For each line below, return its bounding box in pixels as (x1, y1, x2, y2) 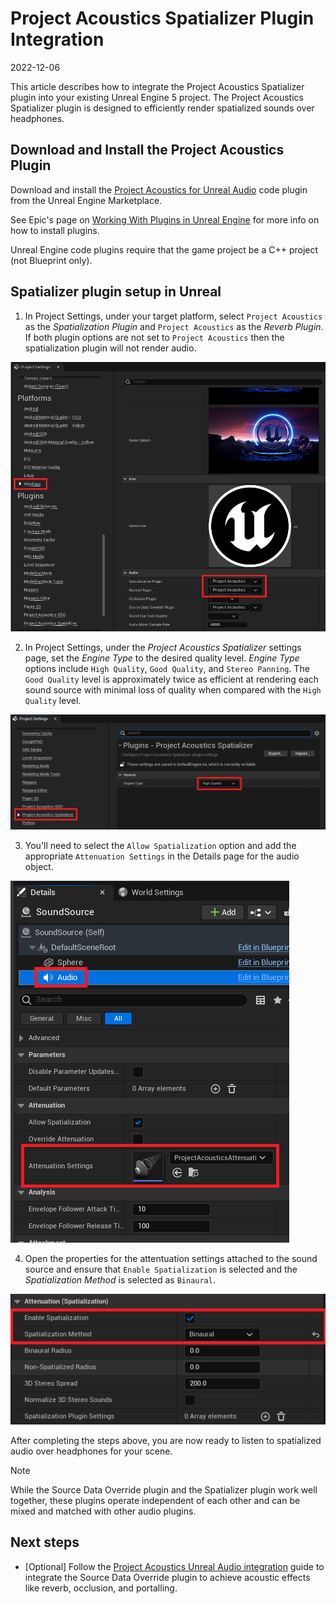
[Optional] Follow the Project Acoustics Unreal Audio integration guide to (24, 1560, 325, 1572)
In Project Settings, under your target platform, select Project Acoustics (24, 310, 323, 322)
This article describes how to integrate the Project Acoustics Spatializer (10, 80, 305, 92)
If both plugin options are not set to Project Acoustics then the (24, 331, 285, 343)
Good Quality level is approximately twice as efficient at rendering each (24, 673, 320, 686)
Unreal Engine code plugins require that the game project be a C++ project (10, 243, 319, 256)
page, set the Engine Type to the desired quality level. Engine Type (24, 652, 300, 664)
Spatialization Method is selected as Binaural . (24, 1273, 216, 1286)
